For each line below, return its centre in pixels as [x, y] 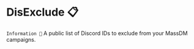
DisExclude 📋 [43, 12]
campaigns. [21, 39]
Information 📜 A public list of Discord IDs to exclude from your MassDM [97, 33]
